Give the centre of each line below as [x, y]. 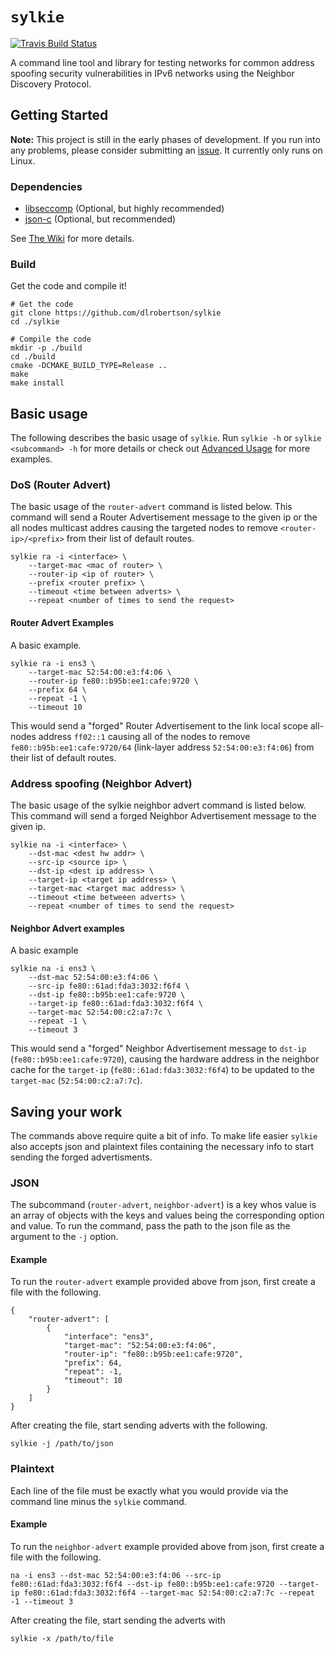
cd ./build [33, 357]
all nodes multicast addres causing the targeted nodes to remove [144, 528]
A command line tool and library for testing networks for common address [162, 62]
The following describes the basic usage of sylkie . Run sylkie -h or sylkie [166, 438]
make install [37, 383]
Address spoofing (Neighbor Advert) [101, 783]
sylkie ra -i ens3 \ [53, 663]
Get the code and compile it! [68, 286]
